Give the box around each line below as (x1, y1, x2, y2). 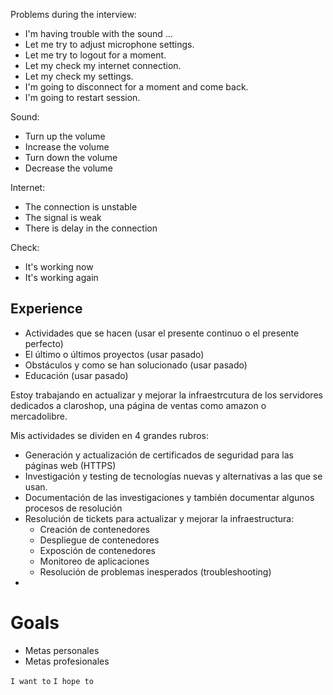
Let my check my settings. (24, 70, 134, 82)
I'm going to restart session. (24, 92, 141, 103)
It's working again (24, 272, 99, 283)
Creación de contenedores (39, 523, 150, 535)
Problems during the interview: (10, 9, 137, 20)
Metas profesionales (24, 655, 110, 667)
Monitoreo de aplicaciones (39, 555, 150, 567)
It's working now (24, 261, 94, 273)
